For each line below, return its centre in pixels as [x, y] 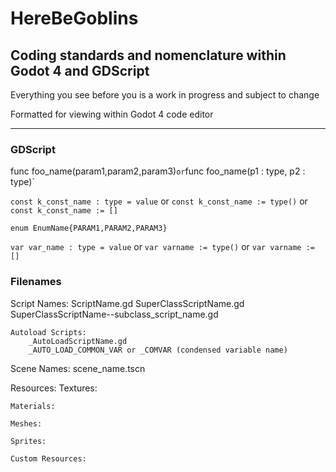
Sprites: [28, 441]
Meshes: [26, 423]
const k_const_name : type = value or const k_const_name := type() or [159, 201]
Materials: [33, 406]
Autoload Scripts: [48, 332]
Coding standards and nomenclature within [148, 55]
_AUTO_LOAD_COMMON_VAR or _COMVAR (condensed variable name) [158, 350]
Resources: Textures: [54, 388]
